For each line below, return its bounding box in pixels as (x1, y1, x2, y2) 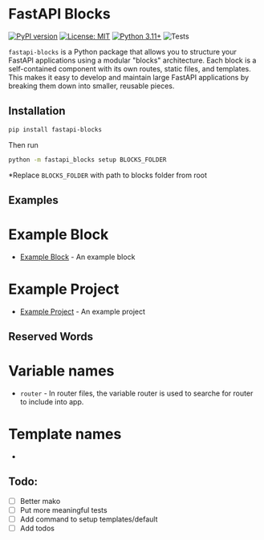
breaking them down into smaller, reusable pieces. (8, 81, 175, 91)
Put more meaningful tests (19, 505, 108, 514)
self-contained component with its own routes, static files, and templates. (8, 63, 251, 73)
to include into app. (19, 397, 84, 407)
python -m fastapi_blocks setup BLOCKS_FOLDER (8, 156, 167, 164)
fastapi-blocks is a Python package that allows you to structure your (8, 47, 237, 56)
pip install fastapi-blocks (8, 125, 103, 133)
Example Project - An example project (19, 307, 146, 316)
